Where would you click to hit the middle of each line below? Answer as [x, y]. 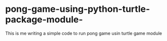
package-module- [44, 20]
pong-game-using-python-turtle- [78, 9]
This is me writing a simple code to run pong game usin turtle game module [84, 33]
